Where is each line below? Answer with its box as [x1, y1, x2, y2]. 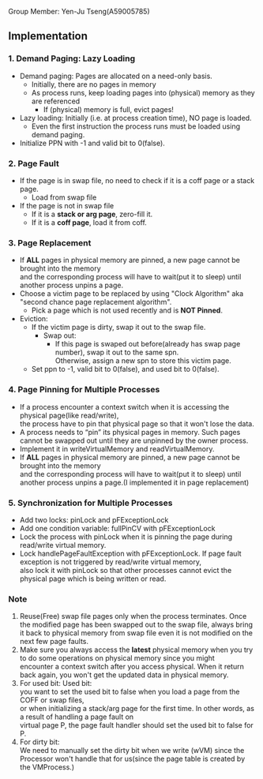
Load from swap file [31, 193, 97, 202]
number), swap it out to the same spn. [54, 347, 179, 358]
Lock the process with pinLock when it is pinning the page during [19, 532, 233, 541]
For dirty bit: [19, 737, 60, 747]
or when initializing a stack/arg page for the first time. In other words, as [19, 704, 255, 713]
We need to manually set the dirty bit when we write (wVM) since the [19, 746, 245, 755]
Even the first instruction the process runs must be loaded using [31, 122, 241, 131]
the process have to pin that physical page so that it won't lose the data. [19, 418, 254, 429]
